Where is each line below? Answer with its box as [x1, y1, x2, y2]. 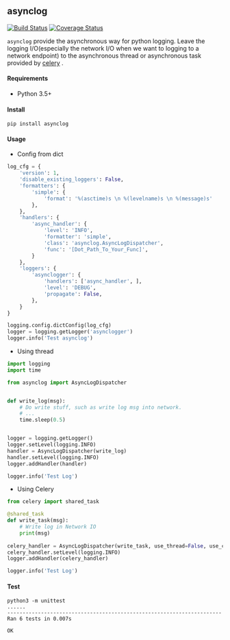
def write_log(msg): [7, 397, 66, 405]
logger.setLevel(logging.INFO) [7, 441, 97, 448]
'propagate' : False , [43, 290, 103, 297]
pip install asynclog [7, 120, 69, 127]
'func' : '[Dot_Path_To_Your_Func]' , [43, 246, 149, 253]
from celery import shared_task [7, 498, 99, 505]
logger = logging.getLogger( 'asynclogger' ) [7, 329, 133, 335]
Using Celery [16, 485, 55, 494]
